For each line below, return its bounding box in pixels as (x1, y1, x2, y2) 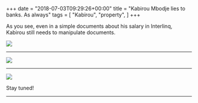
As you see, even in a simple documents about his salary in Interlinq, (6, 23, 173, 29)
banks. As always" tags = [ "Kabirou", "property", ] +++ (6, 11, 141, 18)
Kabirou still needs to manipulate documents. (6, 29, 116, 36)
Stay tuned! (6, 85, 34, 91)
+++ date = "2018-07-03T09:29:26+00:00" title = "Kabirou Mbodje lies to (6, 5, 186, 12)
